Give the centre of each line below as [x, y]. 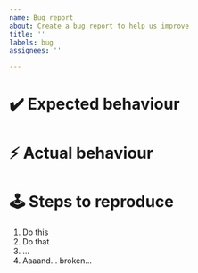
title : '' [28, 34]
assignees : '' [36, 51]
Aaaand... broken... [57, 261]
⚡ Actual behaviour [81, 153]
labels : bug [31, 42]
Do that [36, 242]
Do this [35, 232]
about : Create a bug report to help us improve [99, 26]
